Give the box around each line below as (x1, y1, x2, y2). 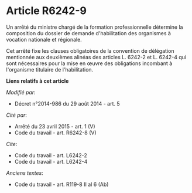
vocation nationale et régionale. (6, 36, 82, 43)
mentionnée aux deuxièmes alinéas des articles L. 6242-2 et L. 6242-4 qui (6, 53, 186, 60)
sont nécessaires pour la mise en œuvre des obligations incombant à (6, 60, 173, 67)
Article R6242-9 (6, 4, 87, 18)
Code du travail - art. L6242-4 (14, 158, 88, 165)
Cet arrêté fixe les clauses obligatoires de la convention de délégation (6, 47, 174, 54)
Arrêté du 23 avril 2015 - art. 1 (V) (14, 123, 95, 130)
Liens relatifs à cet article (6, 77, 69, 84)
